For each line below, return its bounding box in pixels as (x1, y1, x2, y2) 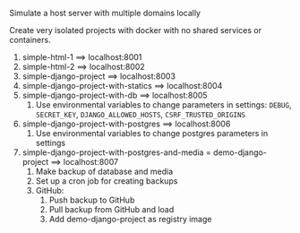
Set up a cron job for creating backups (35, 176, 178, 186)
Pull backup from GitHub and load (48, 204, 175, 214)
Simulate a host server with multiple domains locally (9, 8, 201, 18)
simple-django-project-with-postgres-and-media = (21, 147, 212, 158)
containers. (9, 35, 51, 45)
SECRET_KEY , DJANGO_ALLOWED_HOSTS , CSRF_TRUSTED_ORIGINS (35, 109, 246, 119)
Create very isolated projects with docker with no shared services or (9, 25, 262, 35)
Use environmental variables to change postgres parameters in (35, 128, 269, 138)
